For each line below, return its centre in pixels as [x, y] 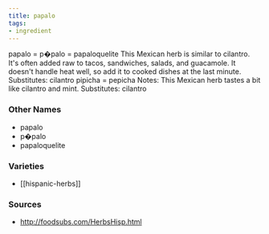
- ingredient [30, 31]
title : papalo [32, 16]
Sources [25, 204]
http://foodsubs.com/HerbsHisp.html [81, 222]
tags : [17, 23]
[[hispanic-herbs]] [50, 183]
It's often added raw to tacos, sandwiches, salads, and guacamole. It [122, 63]
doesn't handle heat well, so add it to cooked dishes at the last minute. [125, 72]
